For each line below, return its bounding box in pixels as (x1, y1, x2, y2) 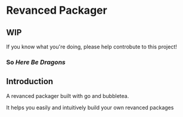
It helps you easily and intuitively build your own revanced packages (6, 104, 174, 111)
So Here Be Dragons (6, 58, 66, 66)
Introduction (6, 76, 54, 87)
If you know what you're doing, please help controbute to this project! (6, 43, 178, 50)
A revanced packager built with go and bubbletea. (6, 92, 129, 99)
